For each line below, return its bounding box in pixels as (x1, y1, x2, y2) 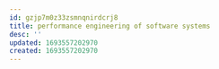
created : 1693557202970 (9, 47, 99, 56)
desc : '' (9, 30, 42, 39)
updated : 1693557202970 (9, 38, 99, 47)
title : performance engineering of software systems (9, 22, 211, 30)
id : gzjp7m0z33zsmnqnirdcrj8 (9, 13, 118, 22)
